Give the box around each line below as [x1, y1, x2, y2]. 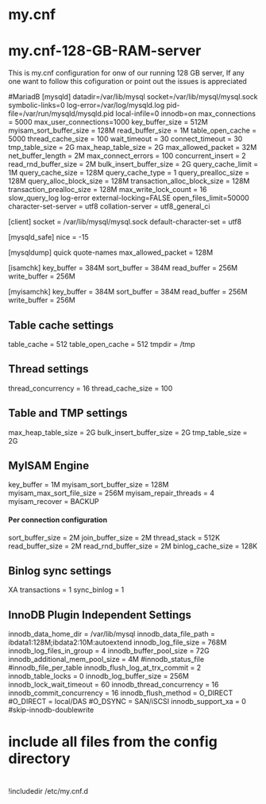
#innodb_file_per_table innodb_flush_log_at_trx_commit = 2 [8, 663, 202, 672]
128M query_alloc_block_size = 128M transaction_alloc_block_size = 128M [8, 176, 250, 186]
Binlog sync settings [8, 564, 112, 577]
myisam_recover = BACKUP [8, 497, 99, 506]
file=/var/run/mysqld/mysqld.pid [8, 109, 114, 118]
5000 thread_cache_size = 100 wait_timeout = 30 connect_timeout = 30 [8, 134, 243, 144]
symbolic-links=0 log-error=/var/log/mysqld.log [8, 101, 165, 110]
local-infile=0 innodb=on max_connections [115, 109, 256, 118]
